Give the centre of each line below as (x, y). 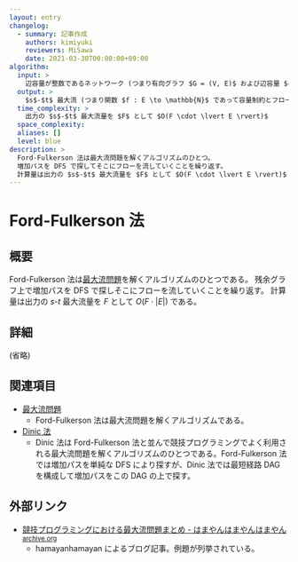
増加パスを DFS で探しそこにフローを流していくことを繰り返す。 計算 (159, 290)
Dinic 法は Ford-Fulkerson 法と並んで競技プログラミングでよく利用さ (161, 442)
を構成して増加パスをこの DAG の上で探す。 (115, 475)
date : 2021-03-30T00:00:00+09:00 (87, 59)
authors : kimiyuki (59, 42)
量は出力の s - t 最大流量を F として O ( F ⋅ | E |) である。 (106, 302)
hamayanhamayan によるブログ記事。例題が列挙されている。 (147, 548)
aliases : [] (39, 133)
